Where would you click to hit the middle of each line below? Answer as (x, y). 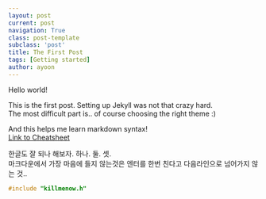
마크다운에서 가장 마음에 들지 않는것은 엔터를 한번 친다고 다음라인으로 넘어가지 (129, 163)
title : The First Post (46, 52)
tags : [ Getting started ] (49, 60)
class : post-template (44, 38)
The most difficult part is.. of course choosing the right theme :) (112, 113)
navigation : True (37, 30)
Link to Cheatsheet (39, 137)
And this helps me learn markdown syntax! (78, 128)
